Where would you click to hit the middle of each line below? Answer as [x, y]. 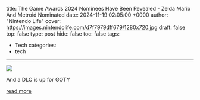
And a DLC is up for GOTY [38, 80]
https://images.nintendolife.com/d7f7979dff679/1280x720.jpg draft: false [96, 27]
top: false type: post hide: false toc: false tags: [63, 34]
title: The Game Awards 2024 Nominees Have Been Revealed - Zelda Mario [99, 9]
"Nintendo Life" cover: [34, 21]
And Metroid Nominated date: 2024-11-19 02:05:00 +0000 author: [87, 15]
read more [19, 91]
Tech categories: [35, 45]
